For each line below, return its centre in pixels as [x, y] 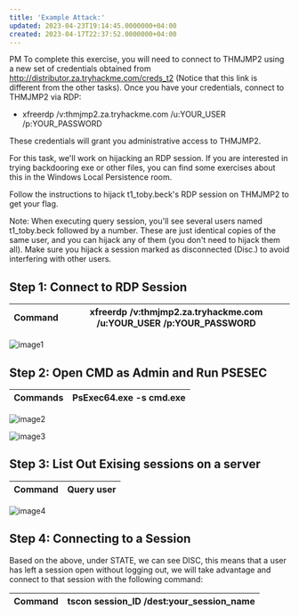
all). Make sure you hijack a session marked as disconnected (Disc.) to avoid [149, 249]
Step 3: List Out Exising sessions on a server [135, 464]
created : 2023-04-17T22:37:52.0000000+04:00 [93, 34]
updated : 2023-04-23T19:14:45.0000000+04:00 [93, 26]
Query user [92, 489]
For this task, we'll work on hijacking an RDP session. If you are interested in [149, 158]
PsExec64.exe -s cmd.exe [129, 397]
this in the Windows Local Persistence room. [91, 177]
